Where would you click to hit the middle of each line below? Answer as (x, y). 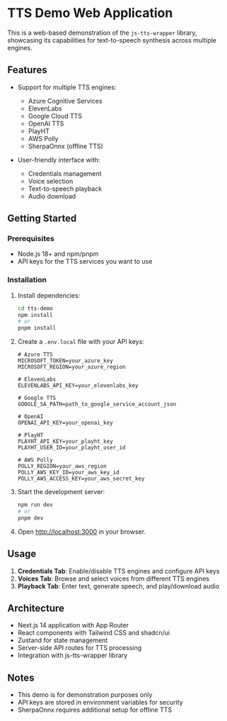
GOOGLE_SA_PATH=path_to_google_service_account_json (97, 404)
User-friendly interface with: (59, 160)
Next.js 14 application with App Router (73, 625)
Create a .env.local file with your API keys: (81, 342)
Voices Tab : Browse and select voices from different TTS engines (113, 579)
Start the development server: (61, 492)
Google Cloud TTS (55, 116)
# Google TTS (37, 398)
